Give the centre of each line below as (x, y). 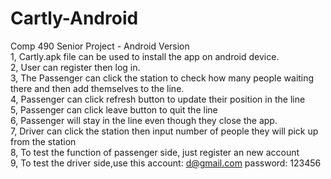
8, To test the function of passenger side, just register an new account (155, 152)
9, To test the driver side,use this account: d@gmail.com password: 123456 (166, 163)
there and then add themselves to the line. (97, 88)
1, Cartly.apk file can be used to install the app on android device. (145, 56)
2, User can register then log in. (75, 67)
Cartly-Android (74, 18)
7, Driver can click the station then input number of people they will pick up (164, 131)
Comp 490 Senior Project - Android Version (100, 46)
